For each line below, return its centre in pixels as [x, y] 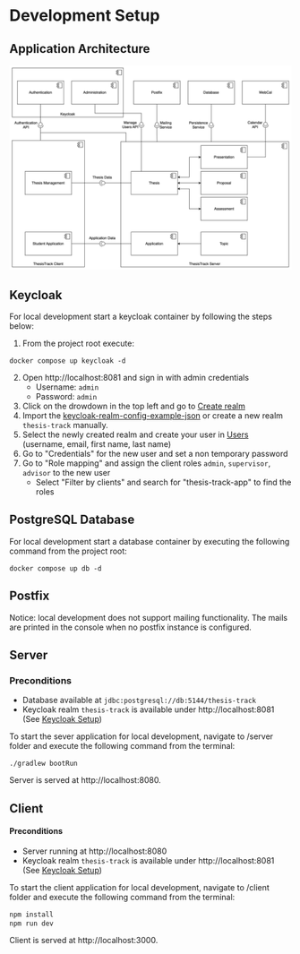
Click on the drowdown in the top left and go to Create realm [134, 406]
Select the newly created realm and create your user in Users [135, 434]
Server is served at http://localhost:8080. [85, 780]
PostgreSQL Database [72, 520]
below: [21, 326]
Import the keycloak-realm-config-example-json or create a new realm [153, 416]
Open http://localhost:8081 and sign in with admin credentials [135, 378]
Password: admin [66, 397]
